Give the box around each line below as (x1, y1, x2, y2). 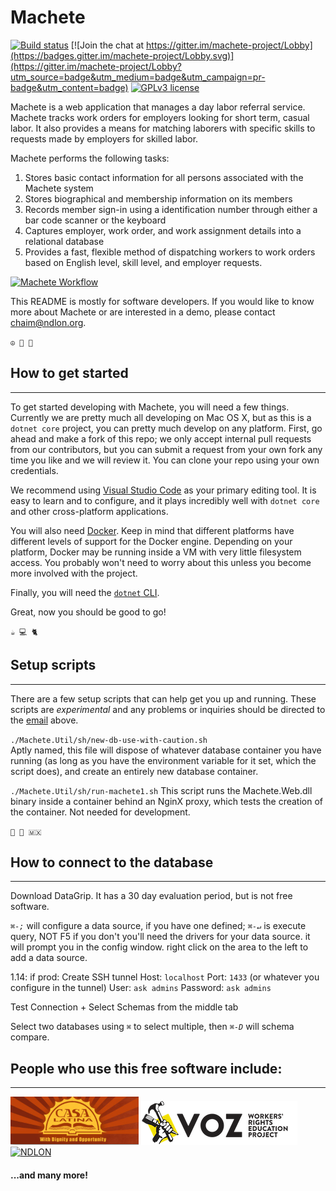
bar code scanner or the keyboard (24, 214, 167, 226)
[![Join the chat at (70, 39, 145, 51)
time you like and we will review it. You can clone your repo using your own (10, 454, 320, 466)
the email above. (10, 714, 79, 726)
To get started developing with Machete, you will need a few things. (10, 401, 290, 413)
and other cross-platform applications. (10, 505, 169, 517)
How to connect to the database (10, 854, 214, 871)
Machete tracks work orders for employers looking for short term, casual (10, 111, 310, 123)
